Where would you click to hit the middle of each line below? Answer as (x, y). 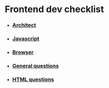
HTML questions (33, 79)
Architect (24, 25)
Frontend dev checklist (54, 9)
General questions (35, 66)
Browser (23, 52)
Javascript (25, 39)
